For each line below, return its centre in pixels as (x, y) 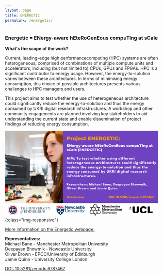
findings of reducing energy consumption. (47, 124)
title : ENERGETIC (23, 15)
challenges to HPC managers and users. (45, 89)
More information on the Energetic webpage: (50, 230)
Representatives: (23, 239)
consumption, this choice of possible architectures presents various (73, 84)
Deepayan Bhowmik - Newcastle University (49, 249)
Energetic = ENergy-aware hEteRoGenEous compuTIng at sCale (81, 38)
